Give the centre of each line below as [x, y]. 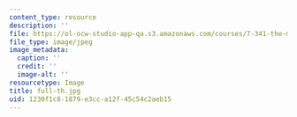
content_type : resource [53, 17]
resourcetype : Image [47, 83]
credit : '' [37, 67]
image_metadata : [39, 50]
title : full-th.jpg [45, 91]
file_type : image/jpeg [51, 42]
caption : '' [39, 58]
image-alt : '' [43, 75]
